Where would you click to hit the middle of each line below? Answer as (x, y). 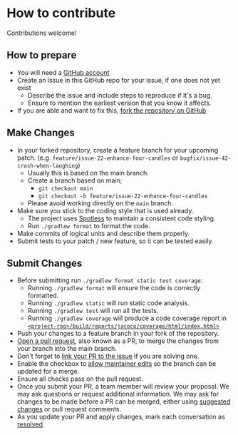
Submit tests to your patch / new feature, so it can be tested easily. (115, 241)
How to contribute (61, 13)
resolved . (31, 424)
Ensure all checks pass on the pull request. (80, 379)
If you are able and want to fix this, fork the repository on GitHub (112, 110)
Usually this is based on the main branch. (88, 173)
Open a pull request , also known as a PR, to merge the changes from (118, 341)
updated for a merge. (48, 372)
